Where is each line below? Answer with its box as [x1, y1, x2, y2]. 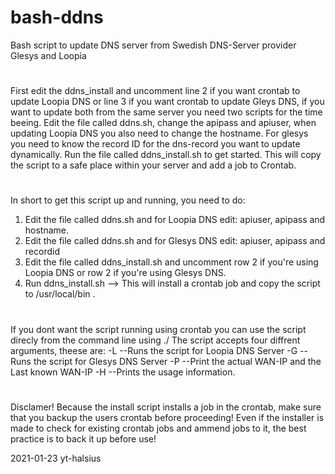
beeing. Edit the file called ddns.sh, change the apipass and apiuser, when [10, 117, 317, 129]
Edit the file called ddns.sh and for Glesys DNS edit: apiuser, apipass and [24, 235, 326, 247]
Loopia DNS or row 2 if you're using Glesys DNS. [24, 267, 227, 279]
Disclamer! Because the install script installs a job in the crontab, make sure [10, 401, 322, 413]
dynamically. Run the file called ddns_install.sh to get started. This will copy [10, 149, 322, 161]
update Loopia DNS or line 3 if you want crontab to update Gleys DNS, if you [10, 96, 325, 108]
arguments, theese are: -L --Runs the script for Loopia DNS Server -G [10, 344, 298, 356]
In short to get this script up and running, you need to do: [10, 194, 246, 206]
